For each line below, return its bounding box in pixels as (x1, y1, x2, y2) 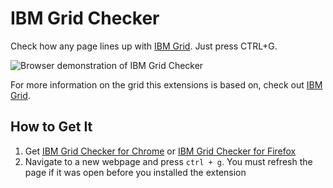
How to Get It (10, 118, 93, 136)
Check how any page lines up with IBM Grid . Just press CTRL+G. (10, 40, 278, 52)
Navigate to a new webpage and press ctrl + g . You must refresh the (24, 155, 313, 167)
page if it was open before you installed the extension (24, 166, 247, 178)
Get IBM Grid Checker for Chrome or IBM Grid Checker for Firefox (24, 145, 297, 157)
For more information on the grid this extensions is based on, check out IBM (10, 78, 323, 91)
